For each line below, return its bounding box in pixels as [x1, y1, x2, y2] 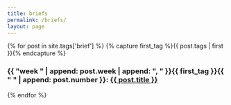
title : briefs [7, 10, 49, 17]
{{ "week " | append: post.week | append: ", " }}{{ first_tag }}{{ [7, 66, 224, 76]
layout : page [7, 23, 45, 30]
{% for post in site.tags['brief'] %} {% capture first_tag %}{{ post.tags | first [7, 42, 224, 50]
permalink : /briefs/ [7, 17, 67, 23]
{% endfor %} [7, 90, 47, 99]
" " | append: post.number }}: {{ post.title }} [7, 75, 158, 85]
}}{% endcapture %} [7, 49, 66, 57]
